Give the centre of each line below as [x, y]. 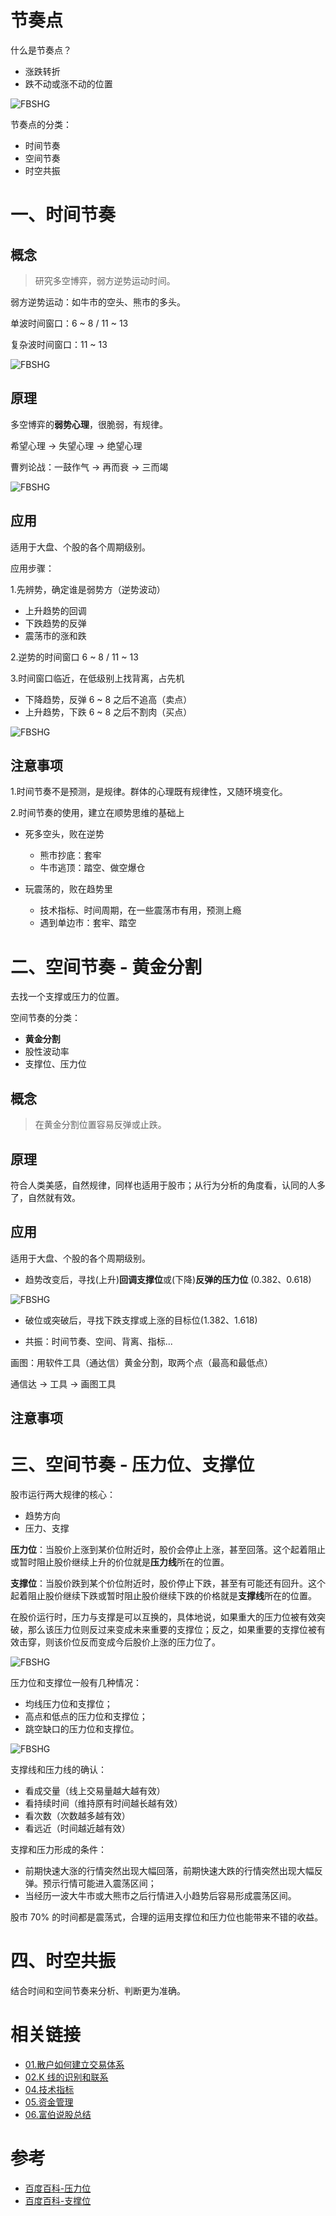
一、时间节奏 [63, 215]
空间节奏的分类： [45, 1018]
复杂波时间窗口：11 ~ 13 [59, 344]
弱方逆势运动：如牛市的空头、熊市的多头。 [98, 302]
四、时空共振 [63, 1961]
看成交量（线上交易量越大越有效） [95, 1791]
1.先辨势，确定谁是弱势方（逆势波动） [88, 589]
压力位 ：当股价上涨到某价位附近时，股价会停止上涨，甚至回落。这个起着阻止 [168, 1550]
